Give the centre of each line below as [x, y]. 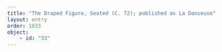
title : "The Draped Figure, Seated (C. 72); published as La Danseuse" [111, 13]
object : [18, 32]
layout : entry [27, 20]
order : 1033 [24, 26]
